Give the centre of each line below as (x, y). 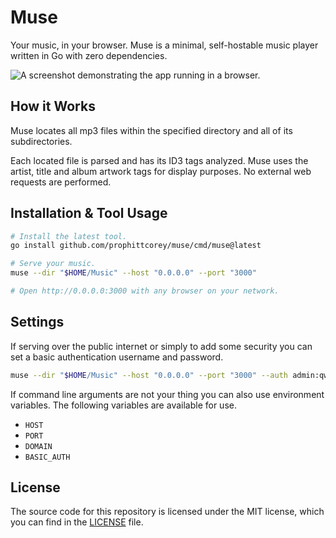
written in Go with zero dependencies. (89, 55)
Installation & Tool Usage (89, 213)
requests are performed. (61, 182)
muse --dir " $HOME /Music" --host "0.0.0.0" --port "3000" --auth (149, 375)
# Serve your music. (53, 264)
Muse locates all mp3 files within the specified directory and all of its (151, 130)
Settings (37, 322)
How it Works (53, 106)
